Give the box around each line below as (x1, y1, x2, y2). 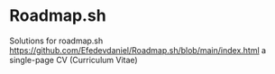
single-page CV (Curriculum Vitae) (9, 54, 138, 65)
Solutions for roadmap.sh (9, 35, 104, 46)
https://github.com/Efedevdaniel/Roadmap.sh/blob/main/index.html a (9, 44, 267, 55)
